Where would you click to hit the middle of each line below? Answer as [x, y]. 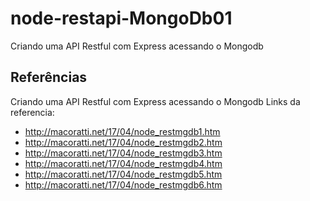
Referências [49, 77]
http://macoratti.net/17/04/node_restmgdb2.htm [123, 142]
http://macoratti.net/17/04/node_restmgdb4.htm [123, 163]
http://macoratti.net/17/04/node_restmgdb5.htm [123, 174]
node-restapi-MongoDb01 [121, 18]
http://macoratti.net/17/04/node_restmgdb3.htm [123, 153]
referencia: [32, 112]
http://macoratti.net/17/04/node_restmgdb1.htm [122, 131]
